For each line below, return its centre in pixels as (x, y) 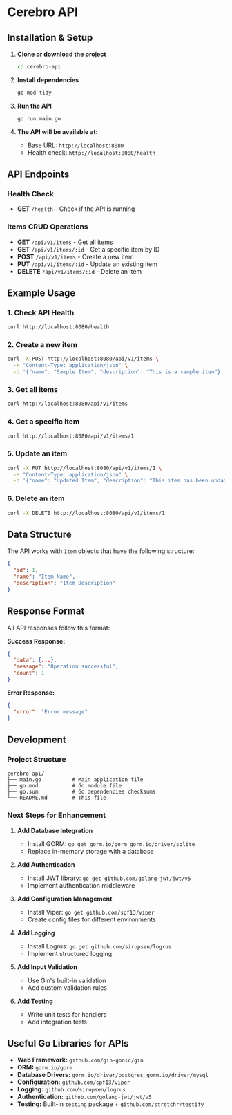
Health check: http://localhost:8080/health (91, 152)
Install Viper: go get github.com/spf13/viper (91, 912)
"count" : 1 (29, 673)
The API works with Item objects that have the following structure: (101, 551)
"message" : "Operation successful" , (66, 667)
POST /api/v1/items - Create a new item (76, 256)
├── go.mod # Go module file (65, 786)
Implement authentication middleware (81, 885)
